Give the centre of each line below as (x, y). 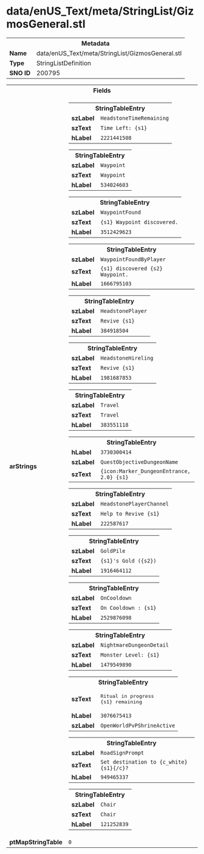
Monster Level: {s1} (130, 655)
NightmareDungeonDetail (134, 645)
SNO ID (20, 73)
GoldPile (113, 551)
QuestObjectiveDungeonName (139, 462)
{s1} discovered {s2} (131, 268)
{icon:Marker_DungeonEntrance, (145, 471)
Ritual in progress (127, 696)
